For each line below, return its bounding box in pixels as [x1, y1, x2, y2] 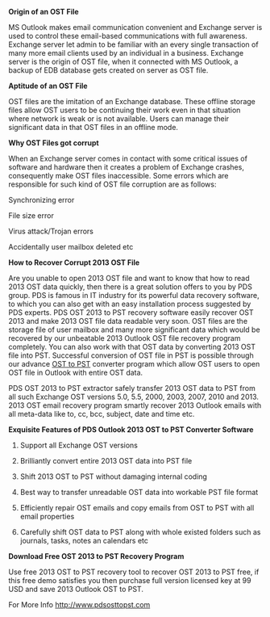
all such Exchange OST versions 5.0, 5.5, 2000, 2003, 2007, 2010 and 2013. [8, 392, 260, 401]
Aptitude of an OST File [8, 81, 88, 90]
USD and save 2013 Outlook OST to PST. [8, 585, 143, 594]
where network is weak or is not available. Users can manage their [8, 114, 230, 124]
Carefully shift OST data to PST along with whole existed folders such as [19, 527, 261, 536]
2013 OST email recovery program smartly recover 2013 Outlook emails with [8, 401, 262, 410]
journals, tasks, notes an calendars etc [19, 536, 149, 545]
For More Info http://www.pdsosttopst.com [8, 600, 151, 609]
